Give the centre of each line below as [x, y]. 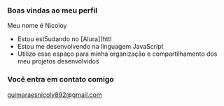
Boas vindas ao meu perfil [52, 10]
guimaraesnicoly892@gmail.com [55, 94]
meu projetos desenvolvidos [58, 61]
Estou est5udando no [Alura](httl [64, 39]
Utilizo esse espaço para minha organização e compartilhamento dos [117, 54]
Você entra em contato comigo [61, 79]
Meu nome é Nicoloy [37, 26]
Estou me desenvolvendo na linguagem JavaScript [90, 47]
